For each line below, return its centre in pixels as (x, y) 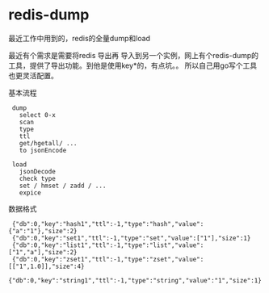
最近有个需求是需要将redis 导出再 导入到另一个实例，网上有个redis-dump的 (134, 55)
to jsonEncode (43, 150)
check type (38, 178)
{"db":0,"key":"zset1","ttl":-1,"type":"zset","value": (108, 259)
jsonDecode (38, 171)
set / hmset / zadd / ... (63, 186)
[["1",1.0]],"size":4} (46, 266)
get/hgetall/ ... (48, 143)
